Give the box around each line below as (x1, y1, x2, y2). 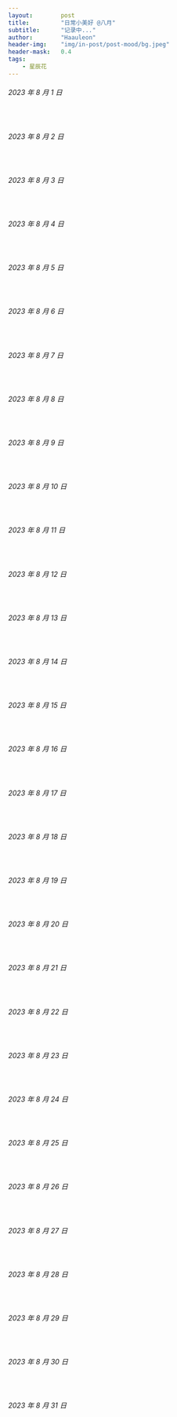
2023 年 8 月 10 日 (8, 482, 67, 491)
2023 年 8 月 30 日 (8, 1357, 69, 1367)
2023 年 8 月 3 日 (8, 175, 64, 184)
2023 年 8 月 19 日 (8, 876, 67, 885)
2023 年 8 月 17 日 (8, 788, 67, 798)
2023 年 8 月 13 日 (8, 613, 67, 623)
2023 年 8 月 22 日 (8, 1006, 68, 1017)
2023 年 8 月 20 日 (8, 919, 69, 929)
